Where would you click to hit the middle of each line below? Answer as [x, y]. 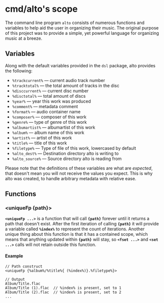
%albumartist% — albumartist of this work [54, 127]
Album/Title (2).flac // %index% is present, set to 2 [63, 292]
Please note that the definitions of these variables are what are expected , [79, 168]
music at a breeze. [24, 38]
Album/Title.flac [23, 283]
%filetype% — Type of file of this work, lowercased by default [74, 148]
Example [14, 256]
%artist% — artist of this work [42, 138]
